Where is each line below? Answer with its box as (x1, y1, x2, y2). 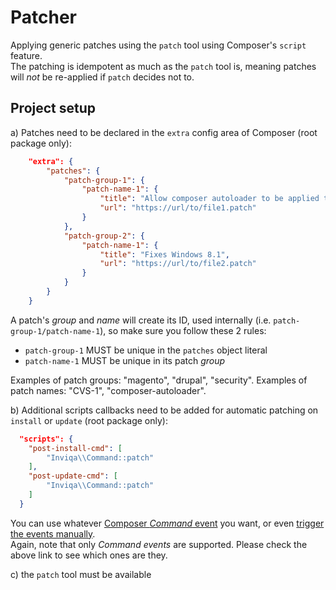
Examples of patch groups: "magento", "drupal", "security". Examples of (10, 374, 308, 386)
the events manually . (10, 527, 96, 540)
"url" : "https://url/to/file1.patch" (99, 203, 257, 213)
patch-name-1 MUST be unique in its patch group (24, 354, 226, 366)
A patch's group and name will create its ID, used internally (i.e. (10, 314, 272, 326)
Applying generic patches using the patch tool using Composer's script (10, 39, 307, 51)
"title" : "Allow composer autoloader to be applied (99, 194, 320, 204)
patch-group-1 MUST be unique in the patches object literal (24, 344, 268, 356)
